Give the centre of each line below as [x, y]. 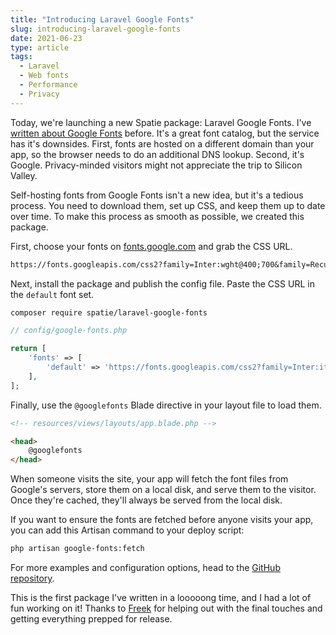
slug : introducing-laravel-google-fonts [96, 29]
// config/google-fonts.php [69, 331]
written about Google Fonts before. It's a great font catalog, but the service [165, 133]
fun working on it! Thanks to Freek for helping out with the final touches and [166, 608]
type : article [40, 47]
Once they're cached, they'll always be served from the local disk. [146, 500]
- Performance [48, 85]
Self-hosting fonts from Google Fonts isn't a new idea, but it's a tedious [157, 195]
